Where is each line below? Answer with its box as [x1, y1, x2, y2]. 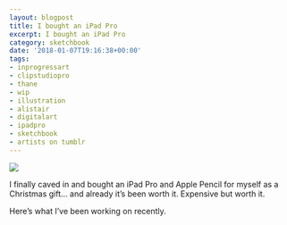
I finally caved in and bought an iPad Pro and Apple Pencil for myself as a [9, 179, 279, 189]
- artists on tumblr [9, 137, 87, 146]
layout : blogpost [9, 12, 74, 22]
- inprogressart [9, 63, 70, 72]
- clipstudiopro [9, 71, 70, 80]
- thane [9, 79, 38, 88]
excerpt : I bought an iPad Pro [9, 29, 126, 38]
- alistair [9, 104, 50, 113]
